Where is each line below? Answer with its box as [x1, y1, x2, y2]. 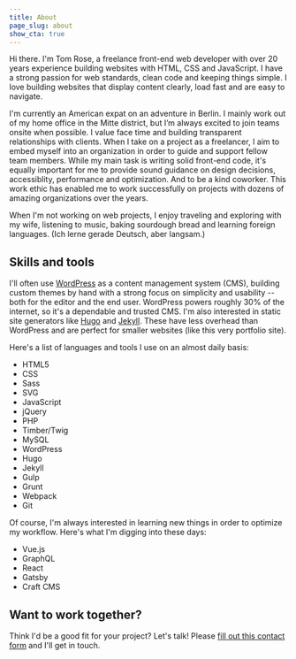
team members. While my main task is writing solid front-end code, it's [9, 156, 267, 166]
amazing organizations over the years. [9, 193, 148, 203]
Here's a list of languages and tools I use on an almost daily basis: [9, 342, 249, 353]
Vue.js [21, 544, 46, 555]
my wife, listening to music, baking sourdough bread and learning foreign [9, 219, 276, 230]
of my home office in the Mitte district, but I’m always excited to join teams [9, 118, 280, 128]
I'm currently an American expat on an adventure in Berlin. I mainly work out [9, 108, 286, 119]
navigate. [9, 91, 43, 102]
